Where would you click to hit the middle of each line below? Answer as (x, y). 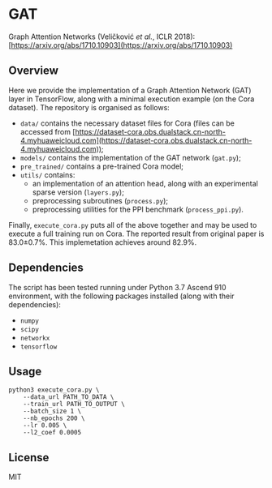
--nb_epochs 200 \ (54, 418)
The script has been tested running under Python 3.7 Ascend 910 (117, 287)
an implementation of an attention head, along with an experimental (145, 183)
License (29, 458)
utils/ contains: (47, 174)
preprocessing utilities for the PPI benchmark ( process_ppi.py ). (138, 209)
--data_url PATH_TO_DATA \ (69, 397)
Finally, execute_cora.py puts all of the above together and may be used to (133, 225)
